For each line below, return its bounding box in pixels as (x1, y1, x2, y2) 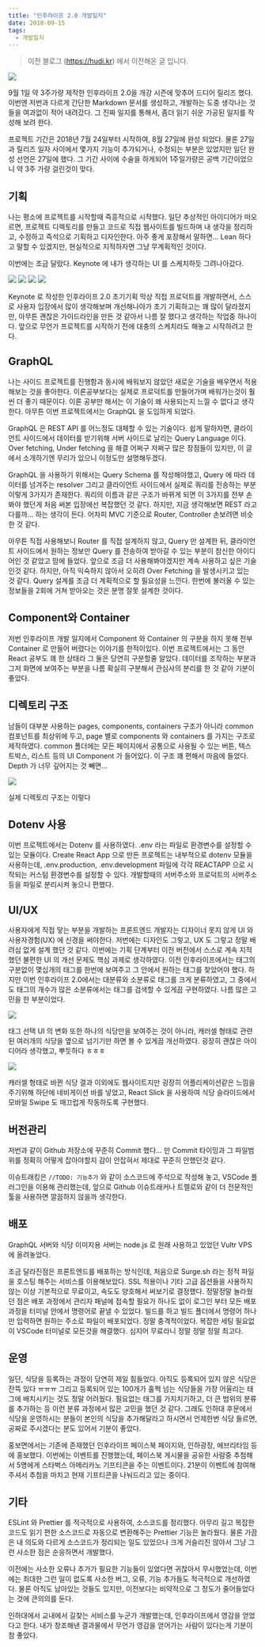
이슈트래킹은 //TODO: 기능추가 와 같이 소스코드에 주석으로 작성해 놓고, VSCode (8, 1172, 249, 1181)
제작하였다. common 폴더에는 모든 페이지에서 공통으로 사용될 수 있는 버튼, (8, 741, 237, 751)
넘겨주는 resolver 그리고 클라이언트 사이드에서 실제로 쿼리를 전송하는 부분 (28, 480, 257, 489)
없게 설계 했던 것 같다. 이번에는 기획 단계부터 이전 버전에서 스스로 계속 (22, 945, 238, 955)
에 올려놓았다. (8, 1250, 51, 1259)
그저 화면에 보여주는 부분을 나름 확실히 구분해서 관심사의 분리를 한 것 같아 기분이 (8, 663, 256, 673)
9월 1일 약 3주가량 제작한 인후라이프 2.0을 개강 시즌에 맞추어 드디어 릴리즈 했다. (8, 88, 253, 97)
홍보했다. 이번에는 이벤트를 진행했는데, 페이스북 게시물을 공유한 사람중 (16, 1450, 232, 1459)
